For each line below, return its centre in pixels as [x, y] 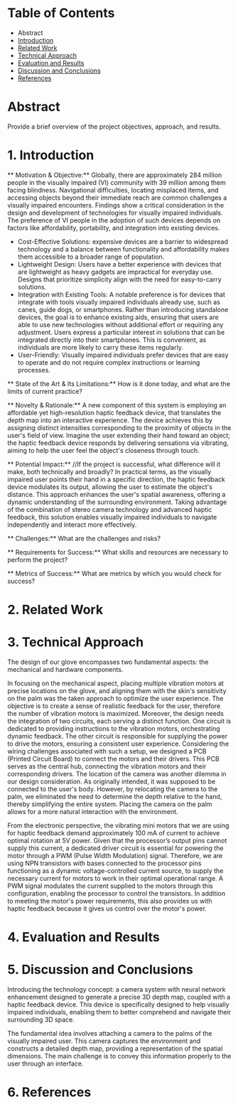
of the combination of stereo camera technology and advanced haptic [110, 509]
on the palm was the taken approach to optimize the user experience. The [115, 698]
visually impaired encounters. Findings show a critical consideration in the [116, 205]
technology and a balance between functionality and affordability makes [123, 249]
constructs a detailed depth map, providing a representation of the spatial [115, 1049]
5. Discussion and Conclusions [100, 970]
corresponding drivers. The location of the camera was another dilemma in [117, 773]
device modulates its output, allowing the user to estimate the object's [110, 487]
